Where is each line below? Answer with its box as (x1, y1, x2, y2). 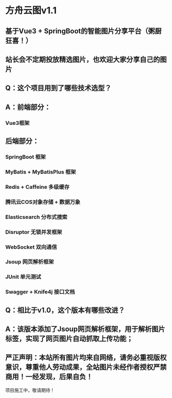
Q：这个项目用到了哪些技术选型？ (5, 84, 112, 93)
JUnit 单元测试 (5, 273, 41, 280)
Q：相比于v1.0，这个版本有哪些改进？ (5, 305, 125, 315)
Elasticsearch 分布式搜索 (5, 213, 68, 220)
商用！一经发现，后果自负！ (5, 372, 93, 381)
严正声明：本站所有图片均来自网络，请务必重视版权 (5, 353, 167, 362)
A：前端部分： (5, 103, 51, 112)
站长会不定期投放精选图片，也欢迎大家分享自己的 (5, 55, 160, 64)
